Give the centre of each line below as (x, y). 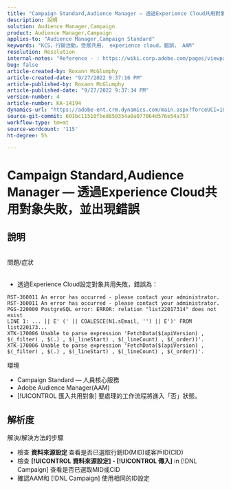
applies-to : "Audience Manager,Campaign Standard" (81, 39)
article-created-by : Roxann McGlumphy (63, 71)
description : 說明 (32, 20)
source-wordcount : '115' (43, 129)
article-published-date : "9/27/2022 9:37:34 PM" (78, 90)
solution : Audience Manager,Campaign (61, 26)
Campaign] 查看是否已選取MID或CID (68, 470)
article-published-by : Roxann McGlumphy (66, 84)
